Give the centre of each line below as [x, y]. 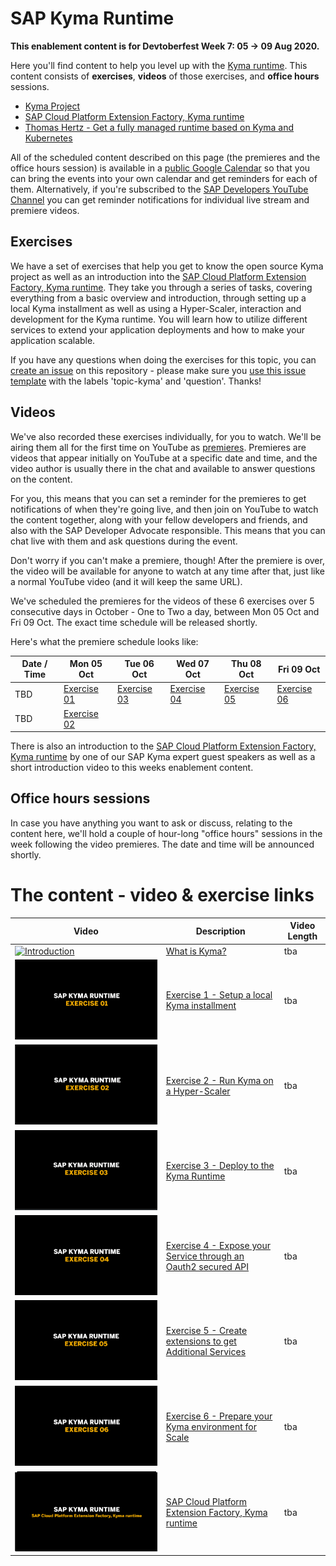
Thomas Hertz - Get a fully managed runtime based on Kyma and [159, 127]
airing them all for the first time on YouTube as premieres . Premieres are [158, 447]
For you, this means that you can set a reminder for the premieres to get [158, 498]
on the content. [41, 479]
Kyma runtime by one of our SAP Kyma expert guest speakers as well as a [163, 757]
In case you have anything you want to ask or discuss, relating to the [151, 823]
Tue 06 [139, 664]
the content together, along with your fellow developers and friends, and [159, 519]
